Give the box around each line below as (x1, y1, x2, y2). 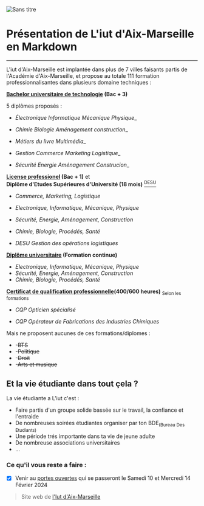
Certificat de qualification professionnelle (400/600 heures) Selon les (6, 288, 182, 296)
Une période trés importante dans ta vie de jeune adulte (15, 432, 155, 440)
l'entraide (15, 413, 39, 420)
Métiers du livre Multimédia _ (15, 137, 86, 145)
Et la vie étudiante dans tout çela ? (6, 378, 138, 389)
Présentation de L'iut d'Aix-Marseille (6, 27, 194, 41)
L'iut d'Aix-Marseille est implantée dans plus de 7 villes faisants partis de (6, 66, 188, 73)
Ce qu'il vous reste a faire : (6, 460, 87, 469)
